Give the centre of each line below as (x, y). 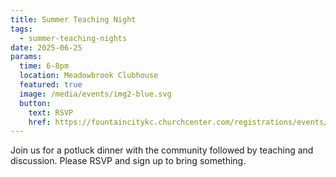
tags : (21, 29)
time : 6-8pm (44, 66)
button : (35, 103)
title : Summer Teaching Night (73, 19)
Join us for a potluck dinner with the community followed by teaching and (162, 150)
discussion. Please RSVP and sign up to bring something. (128, 161)
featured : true (51, 85)
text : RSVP (51, 112)
